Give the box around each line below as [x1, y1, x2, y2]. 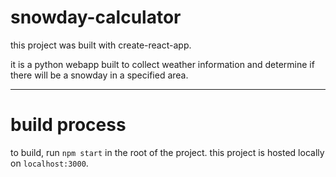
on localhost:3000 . [10, 157, 89, 169]
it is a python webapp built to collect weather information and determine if [10, 58, 315, 70]
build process [10, 114, 127, 136]
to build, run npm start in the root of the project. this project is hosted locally [10, 146, 325, 158]
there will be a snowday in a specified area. [10, 69, 189, 81]
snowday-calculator [10, 6, 182, 29]
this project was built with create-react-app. [10, 39, 192, 51]
